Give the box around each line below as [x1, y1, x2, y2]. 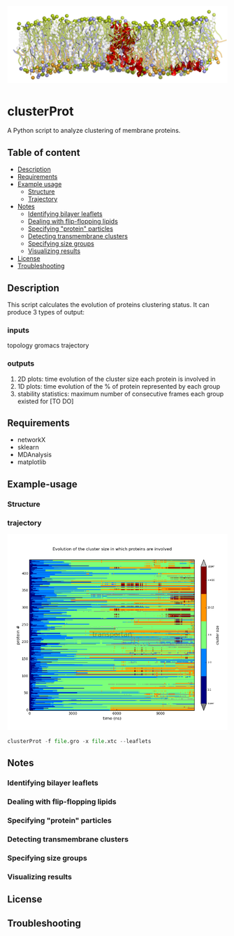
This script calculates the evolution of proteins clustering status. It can [7, 300, 210, 309]
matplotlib [17, 458, 47, 466]
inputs [7, 325, 30, 335]
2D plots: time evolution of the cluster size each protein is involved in [17, 375, 216, 383]
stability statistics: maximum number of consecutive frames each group [17, 389, 224, 398]
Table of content [7, 146, 80, 159]
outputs [7, 359, 35, 368]
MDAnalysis [17, 450, 52, 459]
